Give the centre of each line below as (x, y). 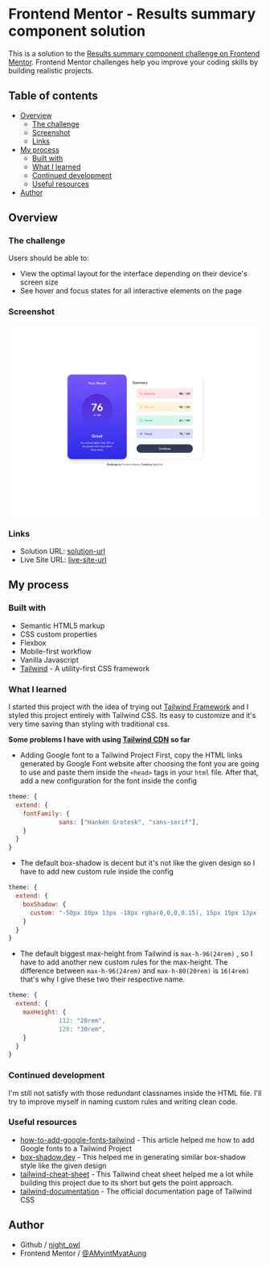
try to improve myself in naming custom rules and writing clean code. (123, 1102)
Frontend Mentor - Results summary (132, 14)
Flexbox (33, 642)
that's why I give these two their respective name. (102, 979)
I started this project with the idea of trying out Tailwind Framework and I (129, 707)
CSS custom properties (59, 634)
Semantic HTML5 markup (62, 625)
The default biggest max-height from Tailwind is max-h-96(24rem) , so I (136, 954)
